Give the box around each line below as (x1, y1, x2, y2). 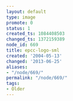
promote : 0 (6, 20, 33, 26)
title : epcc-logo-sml (6, 48, 60, 53)
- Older (6, 86, 26, 92)
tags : (6, 81, 20, 87)
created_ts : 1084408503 (6, 31, 65, 37)
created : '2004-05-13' (6, 53, 62, 59)
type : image (6, 14, 36, 20)
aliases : (6, 64, 28, 70)
